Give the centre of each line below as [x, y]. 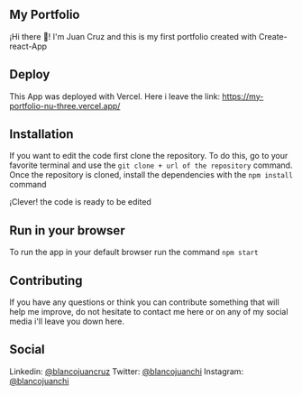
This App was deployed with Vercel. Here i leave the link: [115, 96]
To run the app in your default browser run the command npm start [134, 253]
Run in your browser [67, 230]
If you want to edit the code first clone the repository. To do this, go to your [149, 156]
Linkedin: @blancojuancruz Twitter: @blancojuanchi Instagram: [127, 371]
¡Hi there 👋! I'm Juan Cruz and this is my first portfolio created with [133, 36]
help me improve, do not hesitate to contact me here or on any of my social [149, 312]
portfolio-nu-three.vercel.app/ [65, 106]
